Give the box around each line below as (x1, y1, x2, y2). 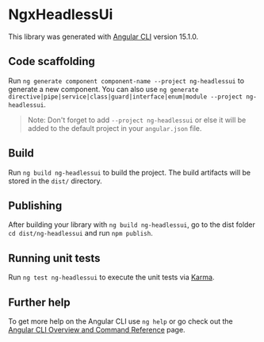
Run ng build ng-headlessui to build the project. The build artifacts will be (8, 167, 251, 177)
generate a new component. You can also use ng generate (8, 84, 199, 94)
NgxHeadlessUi (8, 6, 113, 24)
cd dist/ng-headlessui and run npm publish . (8, 229, 153, 238)
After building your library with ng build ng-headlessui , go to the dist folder (8, 220, 256, 229)
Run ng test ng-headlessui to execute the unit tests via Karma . (8, 272, 215, 282)
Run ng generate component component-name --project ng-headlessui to (8, 75, 244, 85)
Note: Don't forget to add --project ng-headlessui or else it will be (27, 115, 247, 125)
